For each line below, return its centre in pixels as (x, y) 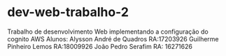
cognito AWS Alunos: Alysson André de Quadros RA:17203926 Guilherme (113, 38)
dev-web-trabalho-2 (68, 12)
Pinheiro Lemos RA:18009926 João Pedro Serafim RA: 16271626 (100, 46)
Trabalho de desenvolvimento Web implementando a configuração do (108, 31)
